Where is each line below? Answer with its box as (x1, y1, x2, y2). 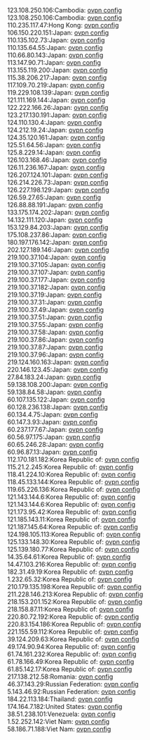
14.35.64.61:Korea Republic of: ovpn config (7, 553, 131, 561)
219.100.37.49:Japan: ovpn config (7, 306, 104, 314)
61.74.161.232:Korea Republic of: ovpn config (7, 650, 137, 658)
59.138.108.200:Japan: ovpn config (7, 381, 109, 388)
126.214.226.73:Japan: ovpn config (7, 178, 109, 186)
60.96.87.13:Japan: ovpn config (7, 448, 97, 456)
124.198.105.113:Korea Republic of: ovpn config (7, 530, 141, 538)
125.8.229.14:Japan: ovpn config (7, 148, 101, 156)
